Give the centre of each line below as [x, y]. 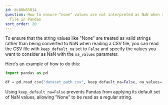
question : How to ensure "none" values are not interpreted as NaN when [82, 15]
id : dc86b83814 [21, 10]
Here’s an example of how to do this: [43, 64]
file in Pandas [25, 19]
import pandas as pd [27, 73]
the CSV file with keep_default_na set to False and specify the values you [81, 49]
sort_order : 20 [21, 24]
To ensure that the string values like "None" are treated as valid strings [78, 38]
